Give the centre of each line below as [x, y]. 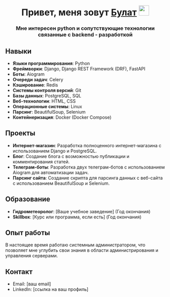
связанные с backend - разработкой [85, 35]
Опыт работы [28, 233]
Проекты [20, 133]
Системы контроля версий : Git [47, 90]
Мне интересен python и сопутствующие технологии [85, 28]
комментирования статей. [41, 161]
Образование [28, 199]
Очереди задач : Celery [38, 79]
